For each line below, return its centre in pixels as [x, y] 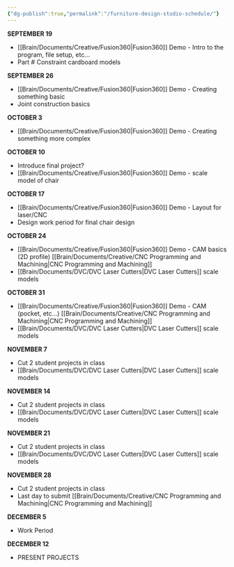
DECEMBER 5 [27, 517]
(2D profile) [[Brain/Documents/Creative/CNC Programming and [109, 256]
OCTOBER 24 [27, 235]
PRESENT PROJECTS [48, 557]
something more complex [54, 138]
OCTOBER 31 [26, 292]
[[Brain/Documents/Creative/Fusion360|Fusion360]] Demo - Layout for [119, 207]
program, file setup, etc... [54, 54]
